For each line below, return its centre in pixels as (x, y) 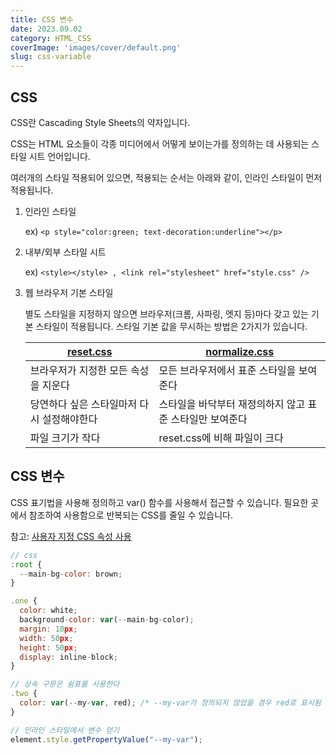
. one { (24, 601)
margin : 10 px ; (48, 629)
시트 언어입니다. (59, 156)
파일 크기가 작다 (65, 438)
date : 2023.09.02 (46, 29)
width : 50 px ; (46, 638)
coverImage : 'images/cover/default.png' (96, 47)
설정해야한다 (69, 419)
